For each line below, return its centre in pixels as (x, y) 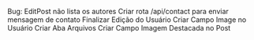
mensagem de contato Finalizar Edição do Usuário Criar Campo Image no (127, 20)
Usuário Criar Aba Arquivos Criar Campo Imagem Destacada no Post (119, 28)
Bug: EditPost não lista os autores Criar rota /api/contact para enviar (118, 11)
